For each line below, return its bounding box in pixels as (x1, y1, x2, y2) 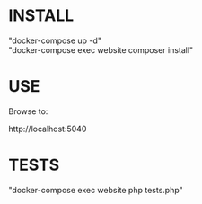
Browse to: (8, 105, 48, 117)
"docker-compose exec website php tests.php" (8, 184, 183, 195)
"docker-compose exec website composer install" (8, 44, 194, 55)
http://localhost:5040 (8, 123, 87, 134)
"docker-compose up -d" (8, 35, 102, 46)
